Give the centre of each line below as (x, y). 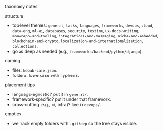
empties (13, 114)
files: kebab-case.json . (35, 70)
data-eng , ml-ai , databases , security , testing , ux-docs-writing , (76, 30)
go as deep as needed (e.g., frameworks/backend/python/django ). (77, 51)
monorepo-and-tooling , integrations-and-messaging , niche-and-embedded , (85, 36)
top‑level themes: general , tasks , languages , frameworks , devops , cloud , (83, 25)
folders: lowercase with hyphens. (45, 75)
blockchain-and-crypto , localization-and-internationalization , (77, 41)
